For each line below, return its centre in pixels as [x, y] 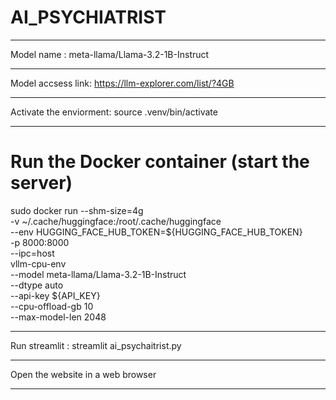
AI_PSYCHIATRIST [88, 17]
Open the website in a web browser [83, 374]
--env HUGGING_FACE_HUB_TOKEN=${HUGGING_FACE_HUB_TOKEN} [156, 232]
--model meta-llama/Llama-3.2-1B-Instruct [98, 274]
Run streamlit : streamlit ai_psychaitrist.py [96, 345]
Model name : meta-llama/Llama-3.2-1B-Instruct [110, 54]
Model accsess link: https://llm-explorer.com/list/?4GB [122, 83]
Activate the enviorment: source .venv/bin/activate [114, 112]
